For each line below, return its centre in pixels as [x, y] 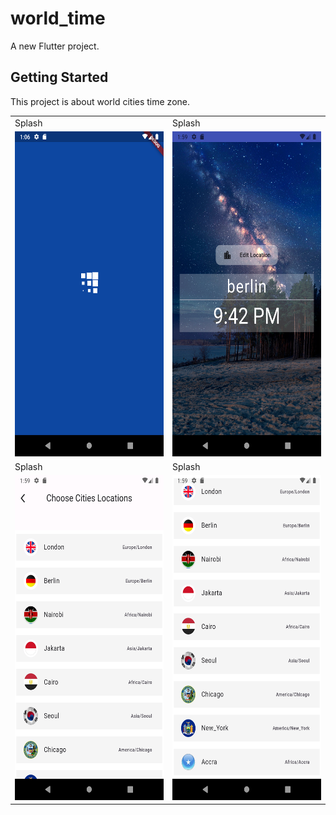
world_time [58, 18]
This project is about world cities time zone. [100, 101]
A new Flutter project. [55, 46]
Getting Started [59, 77]
